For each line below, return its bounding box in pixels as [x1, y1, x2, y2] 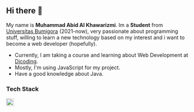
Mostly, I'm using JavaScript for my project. [14, 64, 121, 71]
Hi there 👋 [6, 6, 43, 16]
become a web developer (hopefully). [6, 40, 97, 47]
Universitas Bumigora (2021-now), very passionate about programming [6, 28, 178, 35]
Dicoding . [14, 57, 38, 65]
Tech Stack [6, 84, 39, 93]
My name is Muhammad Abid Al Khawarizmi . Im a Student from [6, 21, 163, 28]
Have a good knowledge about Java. [14, 70, 104, 77]
